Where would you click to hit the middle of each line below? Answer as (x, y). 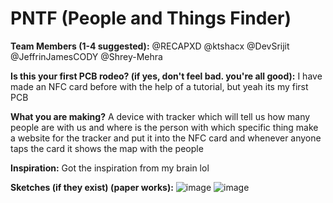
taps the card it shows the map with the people (107, 148)
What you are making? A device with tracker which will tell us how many (160, 116)
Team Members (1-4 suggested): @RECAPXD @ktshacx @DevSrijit (150, 46)
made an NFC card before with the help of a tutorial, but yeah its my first (159, 86)
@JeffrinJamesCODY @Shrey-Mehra (86, 56)
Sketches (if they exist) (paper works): (92, 187)
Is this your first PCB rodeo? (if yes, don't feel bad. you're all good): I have (166, 76)
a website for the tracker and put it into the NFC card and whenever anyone (166, 138)
